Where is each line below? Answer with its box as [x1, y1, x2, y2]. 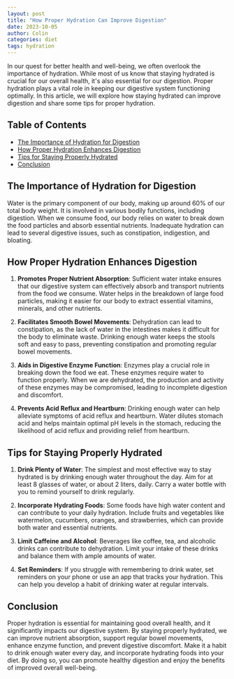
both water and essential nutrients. [17, 523, 118, 532]
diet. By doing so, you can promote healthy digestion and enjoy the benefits [7, 656, 226, 664]
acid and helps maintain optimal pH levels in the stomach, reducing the [17, 419, 221, 428]
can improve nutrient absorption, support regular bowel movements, [7, 634, 204, 643]
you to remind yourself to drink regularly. [17, 488, 135, 496]
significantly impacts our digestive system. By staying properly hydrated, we [7, 627, 227, 635]
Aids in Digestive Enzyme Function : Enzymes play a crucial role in [17, 361, 210, 370]
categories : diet [7, 36, 58, 43]
